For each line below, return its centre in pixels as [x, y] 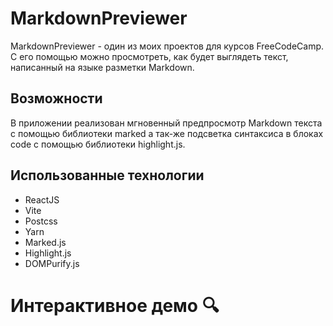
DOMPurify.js [52, 263]
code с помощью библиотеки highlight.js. [98, 144]
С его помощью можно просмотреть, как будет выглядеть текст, [149, 56]
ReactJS [42, 199]
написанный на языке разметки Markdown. [102, 67]
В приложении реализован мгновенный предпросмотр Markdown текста [166, 123]
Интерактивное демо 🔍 [115, 305]
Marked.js [45, 242]
